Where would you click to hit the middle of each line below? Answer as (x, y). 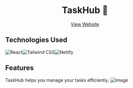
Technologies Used (36, 40)
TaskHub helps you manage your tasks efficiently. (57, 80)
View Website (85, 24)
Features (19, 68)
